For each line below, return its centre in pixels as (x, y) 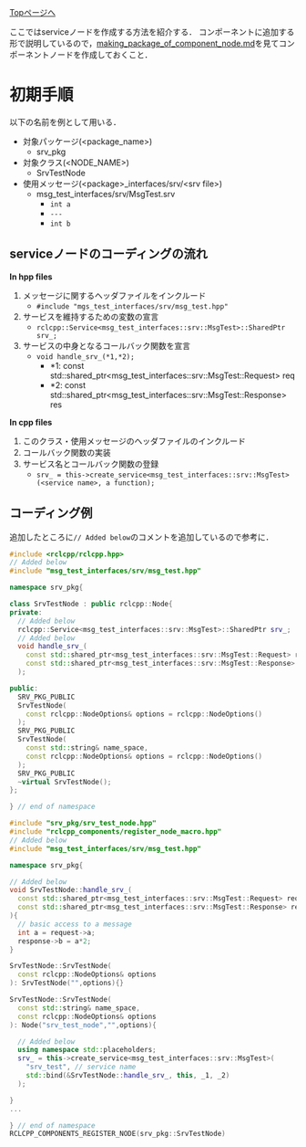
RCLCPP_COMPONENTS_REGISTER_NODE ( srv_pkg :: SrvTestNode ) (117, 1134)
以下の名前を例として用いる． (65, 121)
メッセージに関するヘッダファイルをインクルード (114, 295)
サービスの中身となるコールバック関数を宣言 (107, 345)
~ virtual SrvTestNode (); (65, 782)
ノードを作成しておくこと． (101, 55)
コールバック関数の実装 (66, 452)
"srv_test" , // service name (81, 1067)
